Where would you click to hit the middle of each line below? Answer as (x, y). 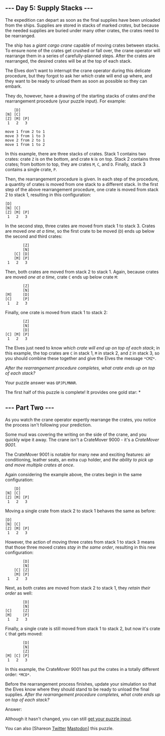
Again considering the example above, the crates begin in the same (73, 474)
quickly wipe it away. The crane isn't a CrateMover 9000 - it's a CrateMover (82, 439)
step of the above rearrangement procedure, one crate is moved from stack (82, 189)
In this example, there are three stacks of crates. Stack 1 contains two (76, 154)
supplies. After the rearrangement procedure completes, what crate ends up (83, 694)
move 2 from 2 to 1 (25, 140)
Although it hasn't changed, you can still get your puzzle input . (68, 719)
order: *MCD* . (18, 674)
